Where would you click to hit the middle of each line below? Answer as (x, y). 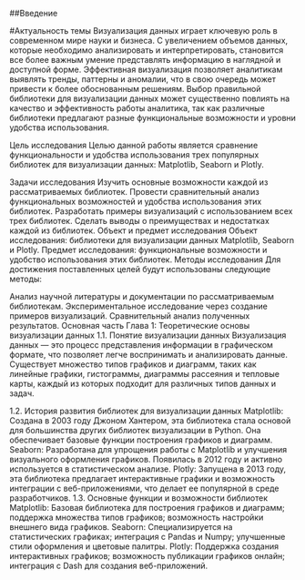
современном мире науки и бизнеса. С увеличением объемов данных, (149, 41)
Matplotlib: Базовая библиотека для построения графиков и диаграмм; (147, 508)
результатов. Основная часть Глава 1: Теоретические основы (130, 326)
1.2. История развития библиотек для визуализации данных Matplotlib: (147, 411)
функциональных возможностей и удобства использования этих (136, 201)
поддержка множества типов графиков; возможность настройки (137, 517)
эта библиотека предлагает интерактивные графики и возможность (142, 478)
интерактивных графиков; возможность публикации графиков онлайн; (147, 556)
